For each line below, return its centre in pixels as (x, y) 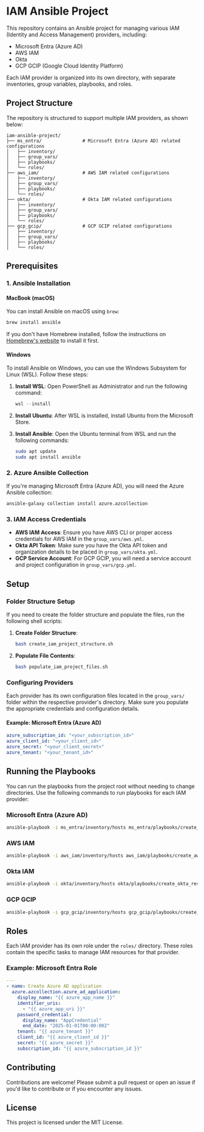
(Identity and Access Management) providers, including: (76, 34)
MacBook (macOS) (31, 298)
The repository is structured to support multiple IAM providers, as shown (97, 118)
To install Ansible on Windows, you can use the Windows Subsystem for (97, 368)
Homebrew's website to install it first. (53, 341)
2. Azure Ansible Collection (48, 473)
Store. (22, 422)
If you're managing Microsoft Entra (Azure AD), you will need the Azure (95, 486)
